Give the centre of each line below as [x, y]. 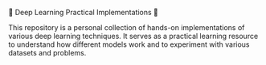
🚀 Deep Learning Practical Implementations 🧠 [83, 12]
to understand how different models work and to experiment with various [129, 44]
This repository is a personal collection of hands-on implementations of [127, 27]
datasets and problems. [47, 53]
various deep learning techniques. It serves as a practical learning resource [133, 36]
